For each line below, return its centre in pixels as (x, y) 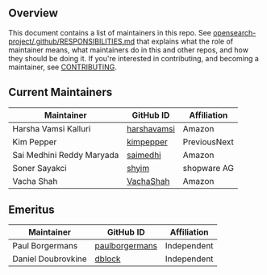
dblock (108, 259)
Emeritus (31, 210)
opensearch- (234, 32)
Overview (33, 13)
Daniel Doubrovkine (50, 259)
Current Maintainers (60, 92)
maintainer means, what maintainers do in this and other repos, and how (128, 50)
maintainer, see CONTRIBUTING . (63, 67)
